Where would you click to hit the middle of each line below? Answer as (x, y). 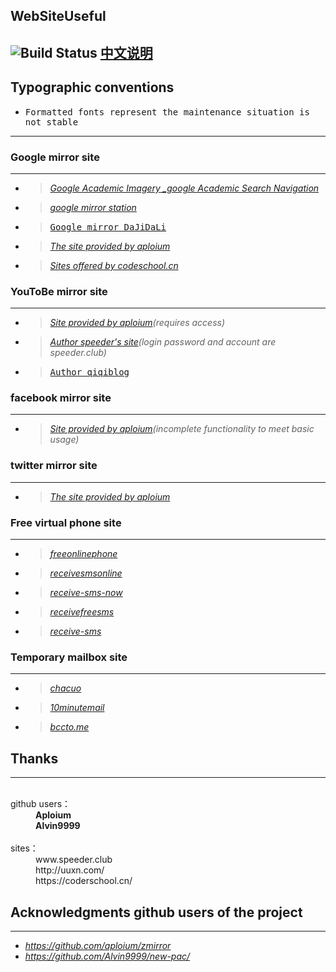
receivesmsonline (86, 573)
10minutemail (77, 708)
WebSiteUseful (58, 16)
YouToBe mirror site (59, 291)
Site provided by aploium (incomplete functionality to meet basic (182, 429)
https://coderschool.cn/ (84, 881)
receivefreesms (82, 612)
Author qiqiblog (89, 372)
